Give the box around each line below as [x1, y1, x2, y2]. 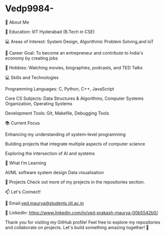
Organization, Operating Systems [5, 100, 72, 106]
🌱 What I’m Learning [5, 160, 46, 166]
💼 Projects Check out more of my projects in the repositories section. [5, 179, 145, 185]
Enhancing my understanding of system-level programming [5, 131, 126, 137]
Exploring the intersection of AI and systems [5, 150, 95, 156]
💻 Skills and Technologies [5, 74, 59, 80]
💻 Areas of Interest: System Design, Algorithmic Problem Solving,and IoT [5, 38, 154, 44]
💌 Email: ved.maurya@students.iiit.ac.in [5, 200, 84, 206]
